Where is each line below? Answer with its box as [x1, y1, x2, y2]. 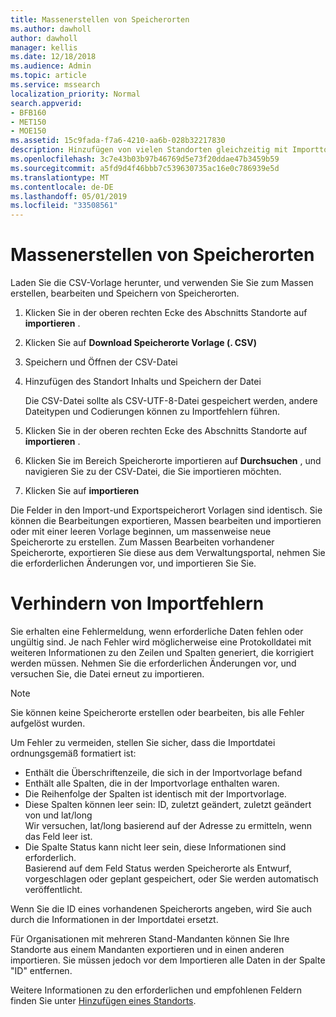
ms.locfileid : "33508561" [10, 201, 118, 211]
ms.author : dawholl [10, 24, 92, 34]
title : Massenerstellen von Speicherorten [10, 14, 190, 25]
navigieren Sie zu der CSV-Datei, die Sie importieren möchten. [24, 466, 282, 478]
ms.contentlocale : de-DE [10, 182, 114, 192]
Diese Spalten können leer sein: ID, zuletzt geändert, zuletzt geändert [24, 799, 312, 810]
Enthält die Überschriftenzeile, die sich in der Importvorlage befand [24, 767, 303, 778]
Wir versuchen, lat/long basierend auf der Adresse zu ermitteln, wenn [24, 820, 313, 831]
